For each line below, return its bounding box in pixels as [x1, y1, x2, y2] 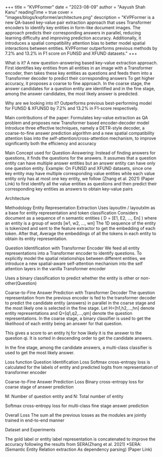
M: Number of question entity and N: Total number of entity [5, 393, 124, 399]
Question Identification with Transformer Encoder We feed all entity [5, 245, 140, 251]
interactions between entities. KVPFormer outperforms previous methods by [5, 46, 158, 51]
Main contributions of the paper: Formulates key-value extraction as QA [5, 115, 148, 120]
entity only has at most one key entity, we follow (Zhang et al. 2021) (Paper [5, 176, 154, 181]
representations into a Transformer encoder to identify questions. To [5, 250, 142, 256]
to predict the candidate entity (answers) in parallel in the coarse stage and [5, 300, 155, 306]
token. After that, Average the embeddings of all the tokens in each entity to [5, 230, 157, 236]
